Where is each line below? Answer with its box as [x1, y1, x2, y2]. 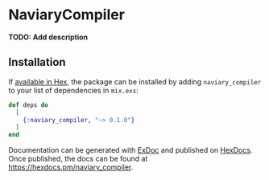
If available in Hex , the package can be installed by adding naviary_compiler [8, 76, 262, 86]
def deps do [8, 100, 48, 109]
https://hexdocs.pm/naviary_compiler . [8, 162, 134, 172]
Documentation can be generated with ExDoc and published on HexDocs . [8, 145, 253, 155]
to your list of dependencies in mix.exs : [8, 85, 139, 95]
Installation [8, 55, 66, 69]
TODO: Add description [8, 32, 89, 42]
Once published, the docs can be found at [8, 154, 148, 164]
